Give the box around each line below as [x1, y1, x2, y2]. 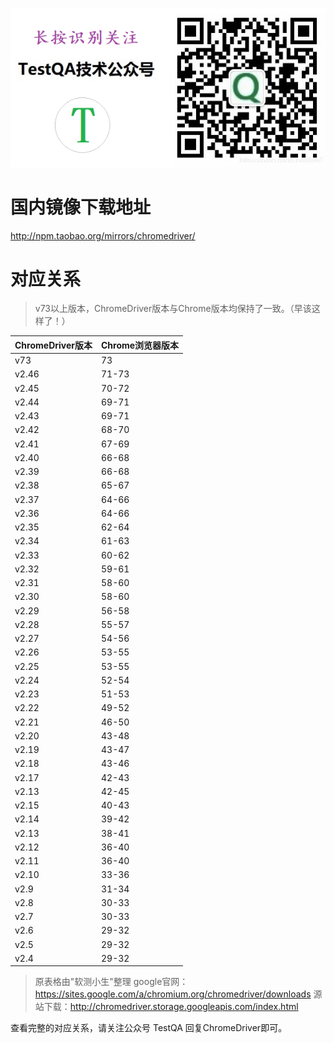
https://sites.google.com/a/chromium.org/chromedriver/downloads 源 [34, 988, 323, 1000]
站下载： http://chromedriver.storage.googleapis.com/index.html [34, 1001, 299, 1013]
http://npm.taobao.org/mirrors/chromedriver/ [10, 229, 196, 242]
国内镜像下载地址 [10, 196, 152, 218]
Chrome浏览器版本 [100, 339, 180, 351]
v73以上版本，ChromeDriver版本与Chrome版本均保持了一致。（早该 [34, 303, 312, 315]
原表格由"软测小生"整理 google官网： [34, 976, 189, 988]
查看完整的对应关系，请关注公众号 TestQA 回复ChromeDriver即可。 [10, 1022, 288, 1034]
